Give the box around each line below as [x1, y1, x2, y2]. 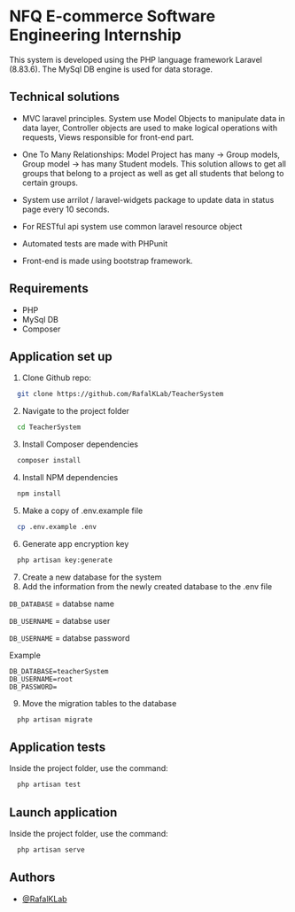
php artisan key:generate [17, 556, 113, 565]
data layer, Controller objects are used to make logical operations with [21, 122, 277, 133]
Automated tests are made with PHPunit [21, 238, 168, 249]
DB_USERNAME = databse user [9, 615, 111, 626]
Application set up [9, 348, 113, 364]
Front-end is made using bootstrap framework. [21, 255, 193, 266]
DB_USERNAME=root [9, 674, 74, 683]
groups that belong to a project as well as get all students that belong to [21, 168, 284, 178]
